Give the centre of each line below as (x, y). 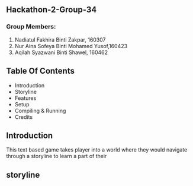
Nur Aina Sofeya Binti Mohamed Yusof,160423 (71, 46)
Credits (24, 117)
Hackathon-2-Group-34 (52, 10)
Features (25, 98)
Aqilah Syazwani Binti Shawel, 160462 (61, 52)
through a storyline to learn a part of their (57, 156)
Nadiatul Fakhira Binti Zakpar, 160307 (60, 40)
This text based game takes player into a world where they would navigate (97, 150)
